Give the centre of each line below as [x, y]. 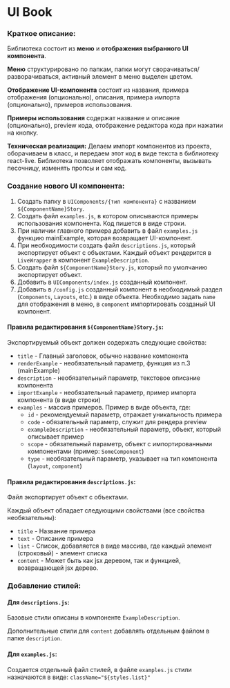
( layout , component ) [55, 466]
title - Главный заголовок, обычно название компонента [103, 356]
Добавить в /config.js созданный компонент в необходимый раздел [119, 289]
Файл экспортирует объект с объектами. [68, 497]
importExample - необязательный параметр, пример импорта [107, 392]
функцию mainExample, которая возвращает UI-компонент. [104, 238]
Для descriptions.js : [39, 602]
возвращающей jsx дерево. [58, 568]
